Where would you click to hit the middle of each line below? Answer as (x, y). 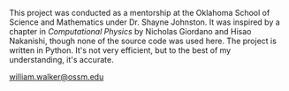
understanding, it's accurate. (61, 60)
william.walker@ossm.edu (57, 77)
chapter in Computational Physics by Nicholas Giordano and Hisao (130, 31)
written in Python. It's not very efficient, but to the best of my (120, 50)
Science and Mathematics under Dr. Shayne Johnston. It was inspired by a (144, 22)
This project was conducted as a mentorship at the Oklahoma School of (140, 13)
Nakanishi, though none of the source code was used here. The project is (143, 41)
